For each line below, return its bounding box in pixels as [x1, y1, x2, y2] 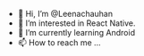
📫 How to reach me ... [17, 37, 101, 48]
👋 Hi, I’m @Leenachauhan [17, 9, 114, 19]
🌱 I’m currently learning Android [17, 28, 136, 37]
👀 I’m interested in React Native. [17, 18, 136, 28]
